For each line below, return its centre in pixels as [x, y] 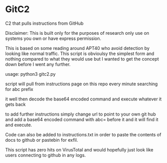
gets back [16, 104]
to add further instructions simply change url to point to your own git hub [80, 114]
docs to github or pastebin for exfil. [42, 140]
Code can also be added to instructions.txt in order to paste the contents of [83, 134]
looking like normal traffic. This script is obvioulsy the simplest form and [80, 53]
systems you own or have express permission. [53, 38]
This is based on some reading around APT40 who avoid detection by [77, 48]
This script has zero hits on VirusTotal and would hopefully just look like [79, 149]
